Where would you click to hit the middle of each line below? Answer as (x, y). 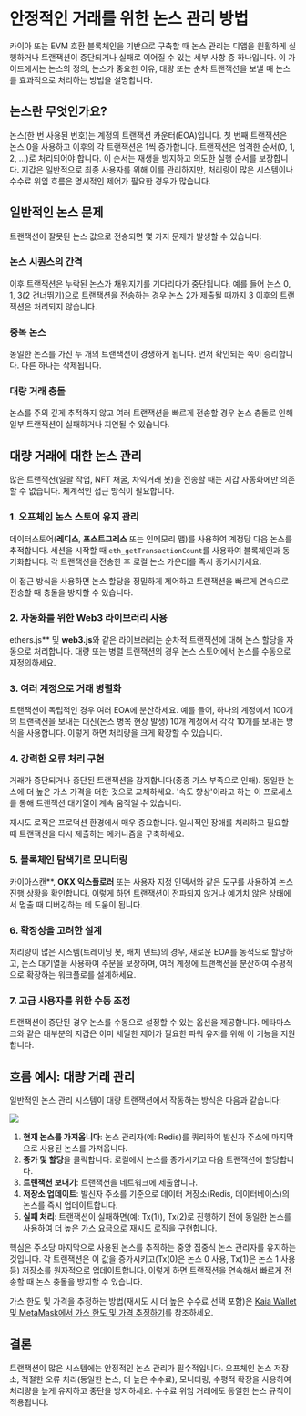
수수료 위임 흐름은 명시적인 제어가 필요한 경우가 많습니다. (110, 181)
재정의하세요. (33, 662)
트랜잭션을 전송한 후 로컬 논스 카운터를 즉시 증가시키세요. (161, 561)
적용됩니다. (29, 1401)
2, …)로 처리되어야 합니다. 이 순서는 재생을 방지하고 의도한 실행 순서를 (133, 158)
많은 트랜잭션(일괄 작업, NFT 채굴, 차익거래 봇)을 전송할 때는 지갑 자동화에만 (144, 479)
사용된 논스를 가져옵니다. (84, 1149)
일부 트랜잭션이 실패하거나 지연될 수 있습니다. (90, 425)
